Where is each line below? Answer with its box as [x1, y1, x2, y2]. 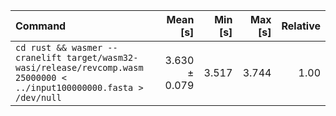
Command [15, 19, 67, 33]
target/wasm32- [66, 52, 139, 63]
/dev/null [15, 92, 62, 103]
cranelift [15, 52, 62, 63]
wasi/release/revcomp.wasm [15, 62, 144, 73]
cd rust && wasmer [15, 42, 103, 53]
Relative [281, 19, 321, 33]
